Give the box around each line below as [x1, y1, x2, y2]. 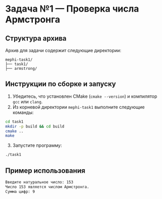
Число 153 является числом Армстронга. [5, 184, 90, 189]
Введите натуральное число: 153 [5, 180, 73, 185]
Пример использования [5, 166, 86, 175]
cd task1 [5, 119, 24, 124]
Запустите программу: [12, 142, 62, 148]
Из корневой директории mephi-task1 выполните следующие [12, 104, 145, 110]
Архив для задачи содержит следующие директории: [5, 48, 121, 53]
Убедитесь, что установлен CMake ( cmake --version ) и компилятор [12, 93, 157, 99]
